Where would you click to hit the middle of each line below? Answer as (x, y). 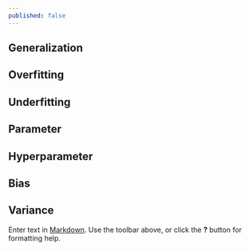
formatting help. (35, 238)
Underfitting (40, 102)
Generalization (46, 48)
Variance (31, 211)
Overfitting (36, 75)
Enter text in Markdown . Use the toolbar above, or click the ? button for (125, 229)
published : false (37, 16)
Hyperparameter (51, 156)
